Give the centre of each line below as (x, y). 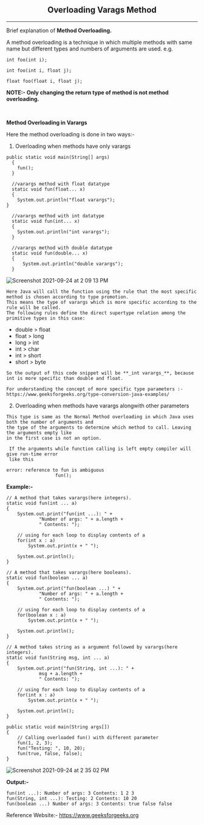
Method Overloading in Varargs (47, 122)
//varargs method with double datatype (62, 248)
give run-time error (32, 454)
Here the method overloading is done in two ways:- (70, 134)
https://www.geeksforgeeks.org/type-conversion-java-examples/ (88, 394)
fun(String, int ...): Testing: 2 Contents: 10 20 (72, 798)
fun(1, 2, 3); (35, 743)
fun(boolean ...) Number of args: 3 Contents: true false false (89, 804)
